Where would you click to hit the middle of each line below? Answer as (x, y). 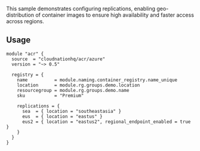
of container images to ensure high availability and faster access (115, 15)
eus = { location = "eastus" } (62, 116)
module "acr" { (25, 54)
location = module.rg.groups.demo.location (79, 85)
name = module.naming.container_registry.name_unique (97, 80)
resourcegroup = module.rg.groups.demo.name (73, 90)
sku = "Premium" (50, 95)
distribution (20, 15)
